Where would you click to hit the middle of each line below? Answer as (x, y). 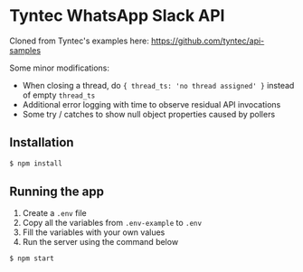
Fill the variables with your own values (94, 232)
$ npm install (36, 164)
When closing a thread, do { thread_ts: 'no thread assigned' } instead (158, 85)
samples (25, 50)
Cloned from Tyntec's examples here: (79, 41)
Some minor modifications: (60, 68)
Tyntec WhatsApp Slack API (117, 16)
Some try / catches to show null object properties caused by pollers (149, 114)
